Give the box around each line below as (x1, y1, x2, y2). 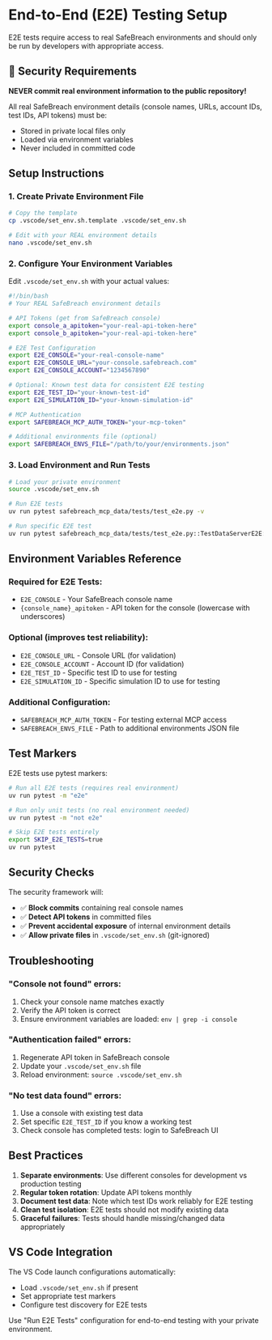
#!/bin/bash (8, 292, 49, 300)
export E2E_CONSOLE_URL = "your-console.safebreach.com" (8, 358, 198, 367)
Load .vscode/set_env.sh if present (19, 1283, 139, 1292)
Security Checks (8, 866, 95, 880)
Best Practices (8, 1149, 83, 1163)
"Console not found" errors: (8, 978, 121, 990)
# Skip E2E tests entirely (8, 828, 100, 837)
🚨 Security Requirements (8, 65, 138, 78)
